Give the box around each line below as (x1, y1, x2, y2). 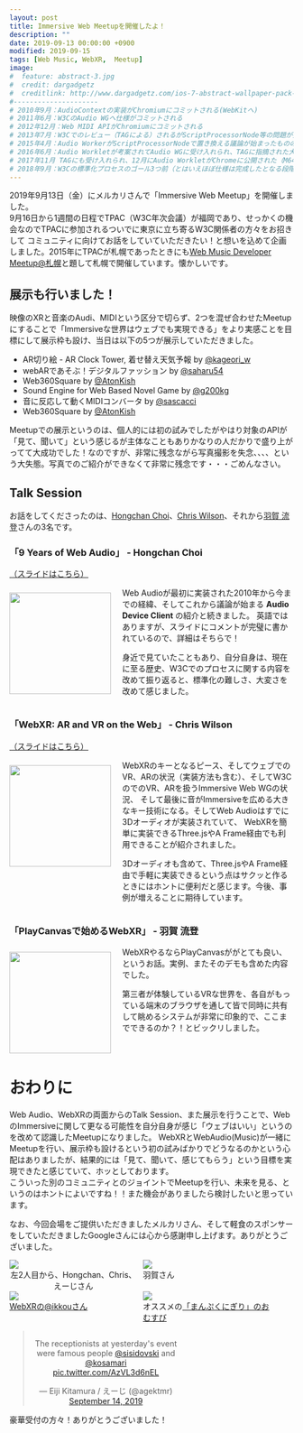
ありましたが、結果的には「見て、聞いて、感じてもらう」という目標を (24, 1154, 285, 1165)
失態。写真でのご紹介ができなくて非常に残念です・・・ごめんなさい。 (24, 458, 286, 469)
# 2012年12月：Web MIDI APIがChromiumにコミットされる (9, 123, 204, 132)
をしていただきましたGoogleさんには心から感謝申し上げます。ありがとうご (9, 1229, 289, 1241)
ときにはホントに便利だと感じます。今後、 (122, 881, 280, 892)
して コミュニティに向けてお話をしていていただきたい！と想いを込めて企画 (9, 236, 287, 246)
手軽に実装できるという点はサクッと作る (137, 869, 289, 880)
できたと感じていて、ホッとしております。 (16, 1165, 174, 1176)
